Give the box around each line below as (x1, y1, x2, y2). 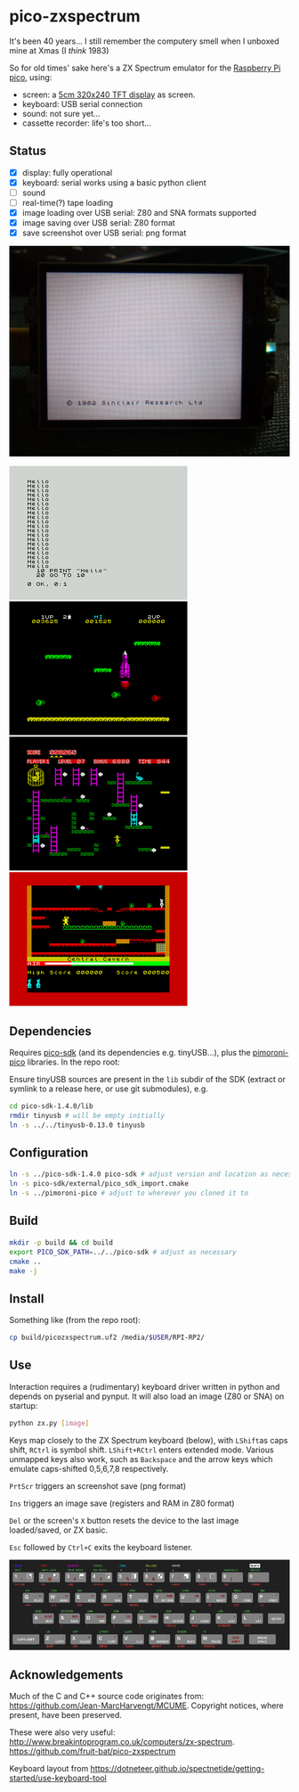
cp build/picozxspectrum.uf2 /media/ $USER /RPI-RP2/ (9, 1333, 205, 1343)
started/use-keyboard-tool (9, 1772, 107, 1784)
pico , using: (9, 71, 53, 82)
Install (9, 1291, 44, 1306)
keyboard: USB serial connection (21, 98, 143, 109)
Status (9, 144, 47, 159)
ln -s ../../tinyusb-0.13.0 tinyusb (9, 1121, 145, 1130)
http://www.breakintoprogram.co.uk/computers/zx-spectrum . (9, 1737, 235, 1747)
